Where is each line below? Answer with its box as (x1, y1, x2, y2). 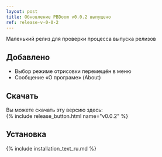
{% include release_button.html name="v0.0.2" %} (6, 113, 129, 120)
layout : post (6, 8, 38, 15)
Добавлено (6, 52, 50, 62)
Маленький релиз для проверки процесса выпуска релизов (6, 36, 156, 43)
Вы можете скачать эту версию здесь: (6, 106, 104, 113)
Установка (6, 130, 47, 139)
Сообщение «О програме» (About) (14, 74, 101, 81)
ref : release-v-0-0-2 (6, 19, 59, 25)
